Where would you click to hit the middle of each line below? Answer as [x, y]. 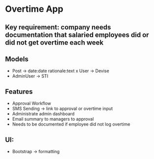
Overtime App [34, 9]
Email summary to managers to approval [53, 119]
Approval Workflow [32, 104]
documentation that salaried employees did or [77, 35]
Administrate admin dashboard [43, 114]
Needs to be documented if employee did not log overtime [71, 124]
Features [19, 92]
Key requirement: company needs [58, 27]
